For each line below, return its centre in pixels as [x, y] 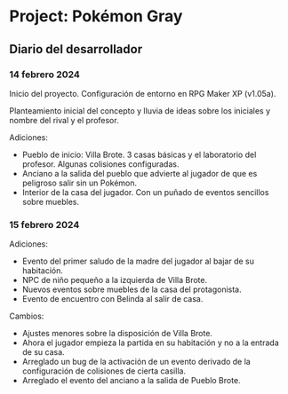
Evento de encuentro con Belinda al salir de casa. [112, 299]
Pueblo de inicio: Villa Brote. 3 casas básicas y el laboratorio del [139, 154]
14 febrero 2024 [44, 75]
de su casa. [43, 352]
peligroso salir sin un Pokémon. [80, 183]
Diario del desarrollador [76, 49]
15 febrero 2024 [44, 225]
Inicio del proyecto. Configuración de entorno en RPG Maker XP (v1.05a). [143, 93]
